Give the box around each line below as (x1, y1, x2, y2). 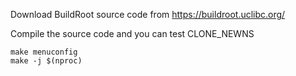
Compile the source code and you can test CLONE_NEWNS (10, 28, 255, 39)
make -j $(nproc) (10, 56, 83, 66)
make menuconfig (10, 47, 78, 57)
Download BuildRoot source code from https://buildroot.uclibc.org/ (10, 9, 286, 20)
